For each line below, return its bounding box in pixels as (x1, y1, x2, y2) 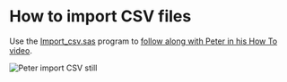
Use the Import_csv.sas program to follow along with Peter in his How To (9, 36, 278, 46)
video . (9, 45, 33, 55)
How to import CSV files (9, 6, 192, 27)
